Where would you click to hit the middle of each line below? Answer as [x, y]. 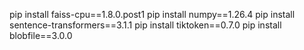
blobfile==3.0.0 [41, 35]
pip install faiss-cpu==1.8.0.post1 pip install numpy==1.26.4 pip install [152, 14]
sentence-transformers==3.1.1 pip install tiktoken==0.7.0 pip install [145, 25]
